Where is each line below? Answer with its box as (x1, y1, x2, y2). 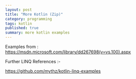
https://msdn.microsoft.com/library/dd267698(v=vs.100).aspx (5, 49, 131, 55)
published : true (5, 26, 39, 31)
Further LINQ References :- (5, 59, 61, 64)
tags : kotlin (5, 21, 32, 26)
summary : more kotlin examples (5, 30, 70, 35)
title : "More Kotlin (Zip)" (5, 12, 64, 17)
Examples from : (5, 44, 39, 49)
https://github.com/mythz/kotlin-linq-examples (5, 68, 101, 74)
